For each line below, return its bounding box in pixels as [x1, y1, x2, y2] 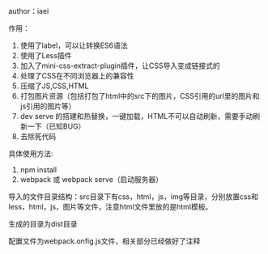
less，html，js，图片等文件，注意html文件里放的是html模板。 [8, 202, 213, 211]
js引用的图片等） [19, 101, 76, 111]
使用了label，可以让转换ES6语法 [19, 40, 128, 50]
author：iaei [8, 6, 49, 15]
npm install [19, 165, 57, 175]
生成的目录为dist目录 [8, 219, 78, 228]
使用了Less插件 [19, 51, 72, 60]
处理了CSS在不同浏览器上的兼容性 [19, 71, 134, 80]
